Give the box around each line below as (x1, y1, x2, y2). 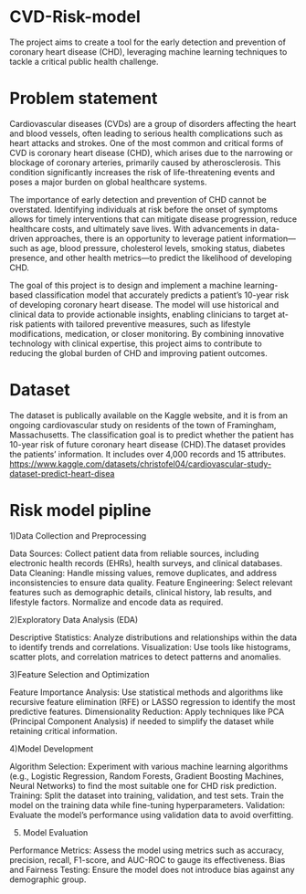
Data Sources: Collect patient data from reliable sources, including (9, 548, 259, 559)
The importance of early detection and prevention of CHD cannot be (9, 194, 267, 205)
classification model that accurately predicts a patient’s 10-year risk (35, 289, 290, 300)
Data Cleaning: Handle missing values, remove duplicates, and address (9, 567, 277, 578)
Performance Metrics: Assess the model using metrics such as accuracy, (9, 845, 285, 856)
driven (9, 233, 34, 244)
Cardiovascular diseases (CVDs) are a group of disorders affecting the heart (9, 118, 297, 129)
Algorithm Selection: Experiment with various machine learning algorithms (9, 761, 289, 772)
